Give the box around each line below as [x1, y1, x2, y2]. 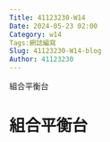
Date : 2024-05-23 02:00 [9, 22, 98, 31]
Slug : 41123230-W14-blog [9, 47, 102, 56]
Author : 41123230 [9, 55, 74, 64]
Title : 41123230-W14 [9, 13, 87, 22]
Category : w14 [9, 30, 63, 39]
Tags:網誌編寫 [9, 38, 56, 48]
